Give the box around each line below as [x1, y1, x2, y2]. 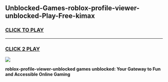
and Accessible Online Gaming [5, 71, 70, 77]
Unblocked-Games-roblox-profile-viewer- [5, 4, 140, 12]
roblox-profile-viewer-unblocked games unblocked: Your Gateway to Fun [5, 66, 161, 72]
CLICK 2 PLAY [5, 45, 40, 52]
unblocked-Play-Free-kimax [5, 12, 95, 20]
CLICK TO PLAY [5, 27, 44, 34]
